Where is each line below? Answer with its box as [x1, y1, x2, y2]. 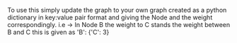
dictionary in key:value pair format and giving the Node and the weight [7, 13, 213, 21]
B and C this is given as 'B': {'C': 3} [7, 28, 110, 36]
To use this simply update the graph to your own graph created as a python [7, 6, 227, 14]
